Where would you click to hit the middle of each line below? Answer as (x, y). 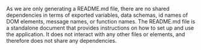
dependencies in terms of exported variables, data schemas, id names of (97, 15)
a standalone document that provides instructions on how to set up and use (100, 28)
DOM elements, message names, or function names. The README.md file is (101, 21)
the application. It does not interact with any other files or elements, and (96, 34)
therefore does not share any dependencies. (62, 41)
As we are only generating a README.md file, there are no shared (88, 9)
